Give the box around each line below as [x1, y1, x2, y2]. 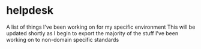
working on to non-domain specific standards [6, 36, 119, 43]
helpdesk [6, 4, 54, 17]
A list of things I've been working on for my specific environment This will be [6, 23, 196, 30]
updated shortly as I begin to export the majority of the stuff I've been [6, 29, 179, 36]
